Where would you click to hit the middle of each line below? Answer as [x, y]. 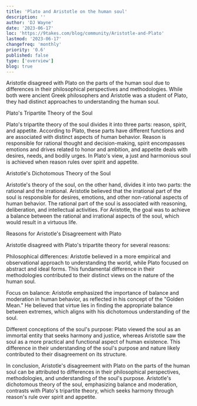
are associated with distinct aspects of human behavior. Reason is [86, 137]
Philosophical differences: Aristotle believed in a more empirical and [89, 257]
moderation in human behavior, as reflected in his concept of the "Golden [95, 299]
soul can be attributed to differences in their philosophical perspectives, [93, 372]
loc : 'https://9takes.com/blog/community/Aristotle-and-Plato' [85, 34]
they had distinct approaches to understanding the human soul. [83, 102]
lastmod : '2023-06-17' [34, 39]
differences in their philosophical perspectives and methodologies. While [94, 89]
